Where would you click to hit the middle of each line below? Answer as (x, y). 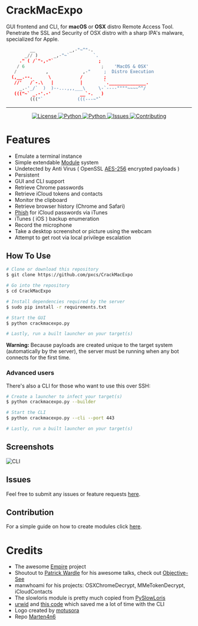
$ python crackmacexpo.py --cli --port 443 (60, 418)
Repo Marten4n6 (35, 617)
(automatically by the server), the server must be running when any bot (93, 352)
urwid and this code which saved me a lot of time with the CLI (90, 604)
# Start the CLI (26, 413)
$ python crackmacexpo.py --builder (51, 402)
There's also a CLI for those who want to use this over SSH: (78, 386)
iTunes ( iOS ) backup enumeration (57, 218)
